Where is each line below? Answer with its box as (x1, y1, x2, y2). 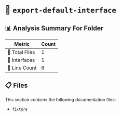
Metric (14, 41, 30, 47)
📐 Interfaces (7, 57, 35, 63)
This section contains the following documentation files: (5, 96, 116, 103)
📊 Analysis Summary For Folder (5, 24, 104, 32)
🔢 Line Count (7, 64, 37, 71)
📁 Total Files (7, 49, 35, 55)
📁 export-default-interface (5, 4, 117, 15)
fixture (12, 107, 27, 112)
